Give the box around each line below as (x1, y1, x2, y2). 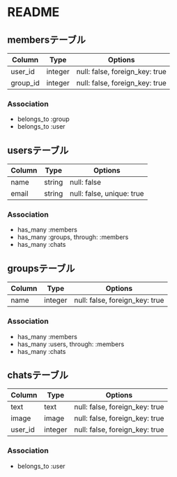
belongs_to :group (17, 115, 70, 123)
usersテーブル (7, 144, 69, 156)
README (7, 4, 60, 20)
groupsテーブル (7, 262, 75, 274)
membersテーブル (7, 34, 86, 45)
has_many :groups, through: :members (17, 233, 129, 241)
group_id (10, 78, 40, 87)
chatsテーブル (7, 369, 68, 381)
